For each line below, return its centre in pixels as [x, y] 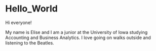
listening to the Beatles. [30, 42]
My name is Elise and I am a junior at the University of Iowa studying [76, 32]
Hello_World [32, 9]
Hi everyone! [18, 22]
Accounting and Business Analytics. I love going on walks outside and [78, 37]
